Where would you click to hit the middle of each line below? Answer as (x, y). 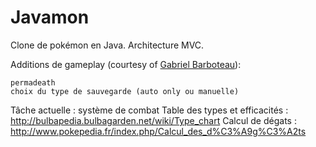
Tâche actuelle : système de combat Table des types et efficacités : (149, 110)
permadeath (33, 82)
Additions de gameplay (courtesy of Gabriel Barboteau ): (126, 64)
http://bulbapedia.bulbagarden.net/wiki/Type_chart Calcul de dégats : (153, 120)
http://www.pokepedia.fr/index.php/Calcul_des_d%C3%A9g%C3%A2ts (158, 131)
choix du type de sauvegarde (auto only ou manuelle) (125, 91)
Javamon (50, 17)
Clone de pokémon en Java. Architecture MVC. (107, 45)
